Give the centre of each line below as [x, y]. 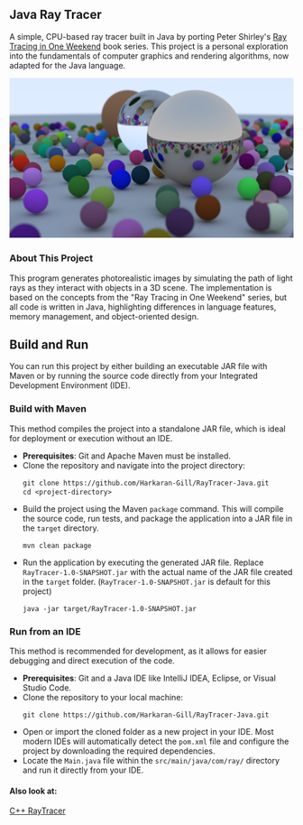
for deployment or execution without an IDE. [91, 438]
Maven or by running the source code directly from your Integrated [134, 376]
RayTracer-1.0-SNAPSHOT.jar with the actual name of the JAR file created [157, 571]
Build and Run [49, 345]
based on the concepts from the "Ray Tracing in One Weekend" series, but [148, 297]
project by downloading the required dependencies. [119, 751]
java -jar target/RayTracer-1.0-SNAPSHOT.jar [109, 608]
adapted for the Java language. [68, 65]
